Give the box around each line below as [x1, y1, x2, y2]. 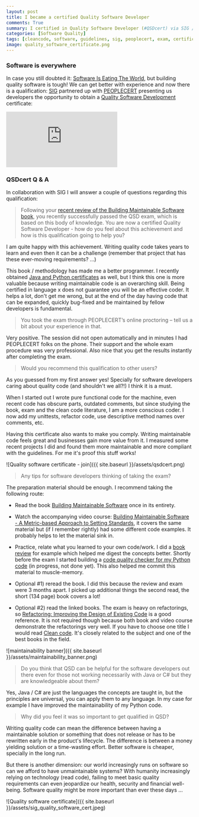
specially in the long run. [6, 750, 66, 757]
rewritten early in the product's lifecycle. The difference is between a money [6, 737, 192, 744]
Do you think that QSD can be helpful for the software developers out [20, 665, 190, 672]
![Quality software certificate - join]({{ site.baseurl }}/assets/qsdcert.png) [6, 461, 185, 468]
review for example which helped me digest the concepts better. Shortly [14, 550, 191, 557]
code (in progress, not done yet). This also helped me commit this [14, 562, 176, 569]
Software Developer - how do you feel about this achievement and [20, 226, 183, 233]
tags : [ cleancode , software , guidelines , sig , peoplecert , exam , [6, 36, 171, 42]
